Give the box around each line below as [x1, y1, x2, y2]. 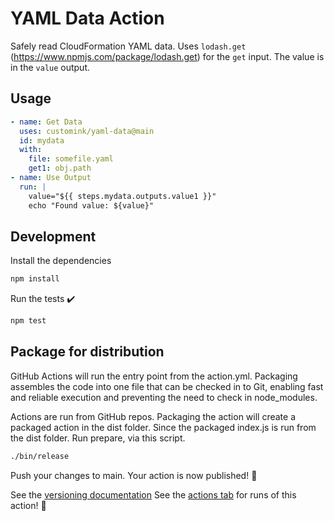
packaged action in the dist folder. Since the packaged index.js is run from [10, 421, 317, 433]
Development [10, 228, 97, 245]
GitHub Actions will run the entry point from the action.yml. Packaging [10, 370, 298, 382]
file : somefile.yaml [28, 154, 114, 164]
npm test [10, 316, 47, 326]
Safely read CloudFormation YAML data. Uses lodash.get [10, 40, 247, 52]
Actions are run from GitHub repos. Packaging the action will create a [10, 410, 297, 422]
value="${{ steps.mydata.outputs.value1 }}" [28, 191, 217, 201]
